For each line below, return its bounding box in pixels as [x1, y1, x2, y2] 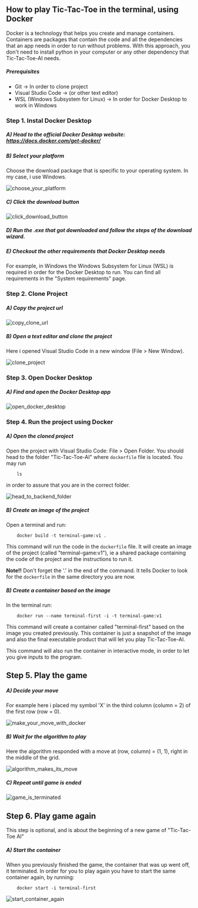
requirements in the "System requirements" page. [6, 275, 127, 282]
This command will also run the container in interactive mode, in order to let [6, 647, 190, 654]
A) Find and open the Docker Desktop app [6, 388, 111, 395]
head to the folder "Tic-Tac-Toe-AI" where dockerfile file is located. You [6, 454, 183, 460]
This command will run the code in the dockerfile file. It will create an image [6, 543, 192, 550]
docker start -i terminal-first [16, 885, 96, 892]
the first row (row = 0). [6, 708, 61, 715]
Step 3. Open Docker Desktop [6, 374, 93, 382]
